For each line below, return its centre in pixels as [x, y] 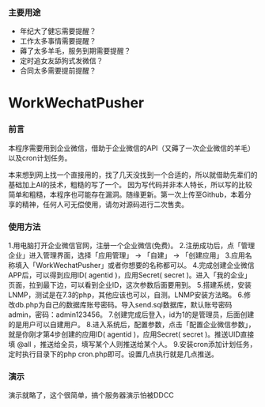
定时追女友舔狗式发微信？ [61, 61]
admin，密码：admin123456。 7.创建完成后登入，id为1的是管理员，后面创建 [131, 315]
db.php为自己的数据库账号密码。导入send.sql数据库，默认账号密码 [123, 305]
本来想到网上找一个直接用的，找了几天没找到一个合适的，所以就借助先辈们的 [133, 175]
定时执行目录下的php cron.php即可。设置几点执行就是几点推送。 [114, 354]
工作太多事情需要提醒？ [58, 41]
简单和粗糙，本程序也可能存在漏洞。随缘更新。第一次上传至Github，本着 [127, 194]
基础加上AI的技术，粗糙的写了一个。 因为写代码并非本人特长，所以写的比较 [131, 184]
